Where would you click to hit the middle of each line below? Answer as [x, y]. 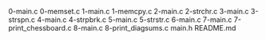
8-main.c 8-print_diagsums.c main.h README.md [155, 28]
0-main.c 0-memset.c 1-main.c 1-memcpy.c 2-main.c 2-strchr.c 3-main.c [129, 11]
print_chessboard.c [40, 28]
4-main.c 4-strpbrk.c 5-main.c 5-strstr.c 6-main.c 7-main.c [135, 20]
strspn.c [22, 20]
